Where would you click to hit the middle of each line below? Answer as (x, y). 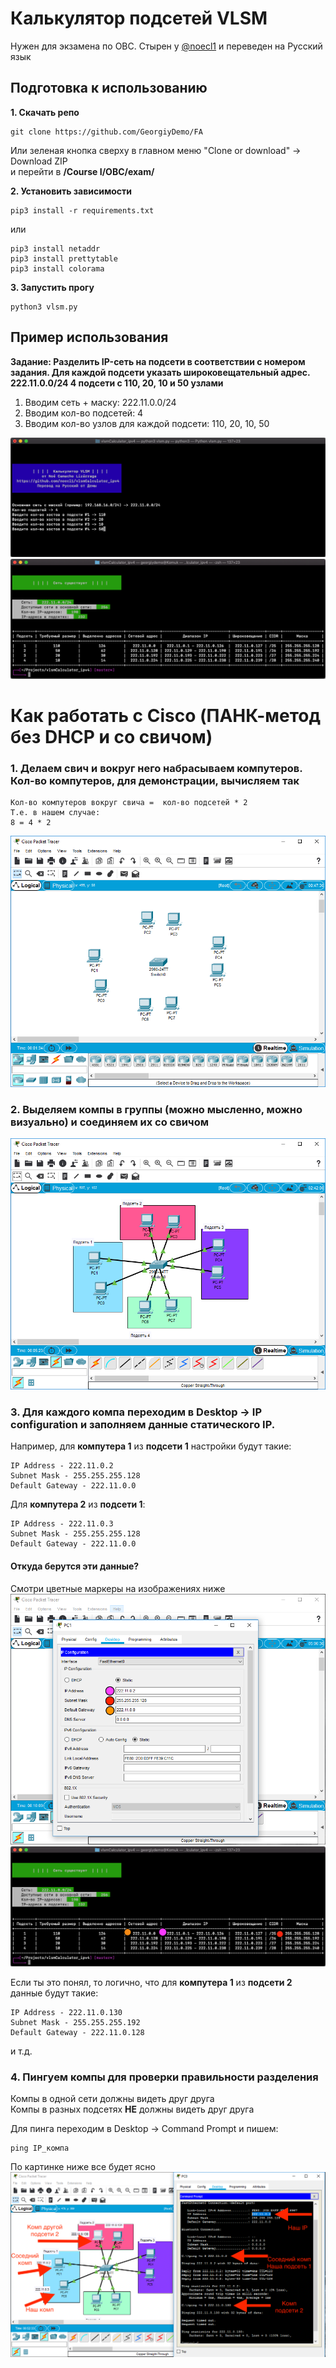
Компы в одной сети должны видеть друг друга (112, 2098)
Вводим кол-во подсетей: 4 (84, 413)
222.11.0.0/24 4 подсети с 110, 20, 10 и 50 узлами (117, 383)
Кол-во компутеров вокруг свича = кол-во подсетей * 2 (129, 803)
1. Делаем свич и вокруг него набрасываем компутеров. (156, 769)
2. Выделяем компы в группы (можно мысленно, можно (156, 1110)
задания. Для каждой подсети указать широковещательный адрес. (160, 372)
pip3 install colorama (57, 268)
